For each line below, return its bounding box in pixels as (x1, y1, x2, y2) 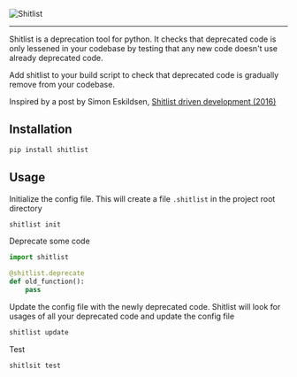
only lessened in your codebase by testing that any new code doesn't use (9, 43, 278, 53)
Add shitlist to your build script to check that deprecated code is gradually (9, 70, 279, 80)
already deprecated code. (9, 53, 103, 63)
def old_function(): (9, 277, 86, 287)
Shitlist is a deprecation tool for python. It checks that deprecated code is (9, 34, 277, 44)
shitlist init (9, 219, 62, 229)
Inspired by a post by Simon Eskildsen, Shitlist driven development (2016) (9, 96, 277, 106)
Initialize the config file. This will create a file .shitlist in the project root (9, 193, 276, 204)
